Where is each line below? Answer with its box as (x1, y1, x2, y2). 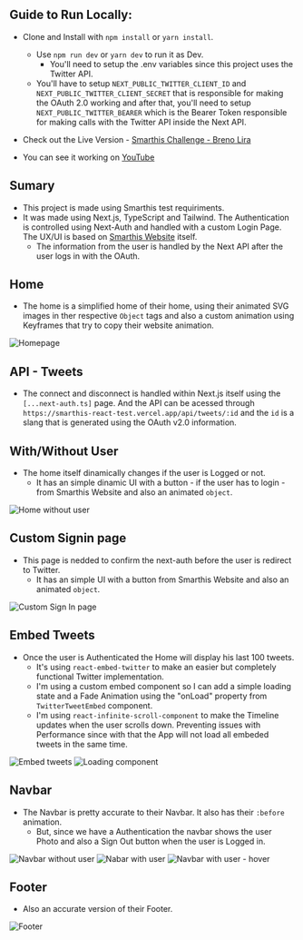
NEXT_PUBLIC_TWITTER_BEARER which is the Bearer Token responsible (35, 106, 288, 117)
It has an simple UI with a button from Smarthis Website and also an (35, 574, 289, 585)
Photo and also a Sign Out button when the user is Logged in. (35, 836, 266, 846)
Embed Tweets (9, 628, 95, 643)
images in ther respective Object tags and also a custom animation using (22, 311, 295, 322)
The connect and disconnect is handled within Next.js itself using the (22, 388, 281, 399)
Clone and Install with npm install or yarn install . (22, 31, 214, 42)
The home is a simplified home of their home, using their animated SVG (22, 301, 289, 312)
